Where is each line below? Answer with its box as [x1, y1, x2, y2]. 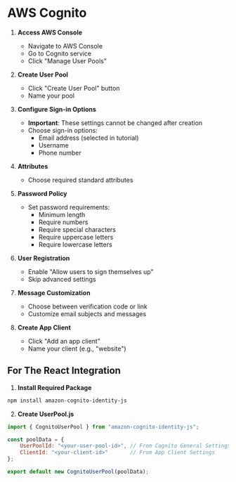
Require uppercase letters [38, 233, 114, 241]
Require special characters [38, 225, 116, 233]
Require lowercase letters [38, 240, 112, 249]
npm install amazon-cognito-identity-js [7, 397, 128, 404]
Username [38, 141, 69, 149]
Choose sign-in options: [27, 126, 98, 134]
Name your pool [27, 91, 75, 100]
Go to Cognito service [27, 49, 92, 58]
